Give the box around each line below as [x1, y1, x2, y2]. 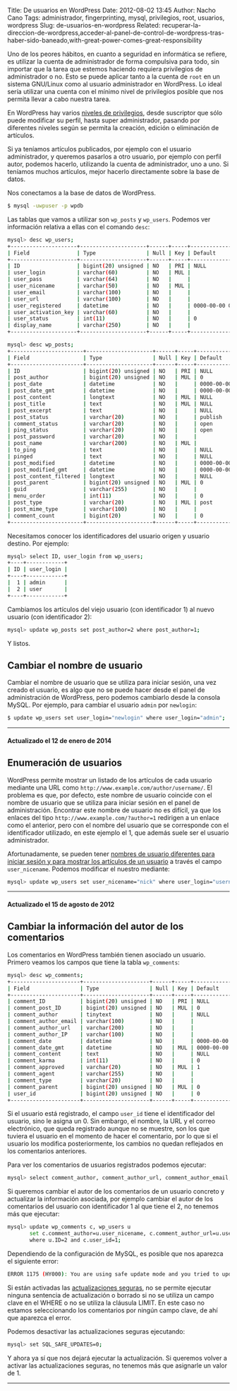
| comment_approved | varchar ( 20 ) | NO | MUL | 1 [7, 1064, 200, 1071]
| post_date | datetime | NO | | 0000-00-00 [7, 381, 232, 388]
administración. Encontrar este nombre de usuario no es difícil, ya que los [7, 806, 221, 814]
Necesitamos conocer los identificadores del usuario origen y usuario [7, 531, 210, 540]
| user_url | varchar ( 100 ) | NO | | [7, 295, 191, 303]
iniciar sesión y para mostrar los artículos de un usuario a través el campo [7, 857, 222, 865]
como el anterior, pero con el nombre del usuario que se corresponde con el [7, 821, 229, 829]
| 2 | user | [7, 585, 68, 593]
